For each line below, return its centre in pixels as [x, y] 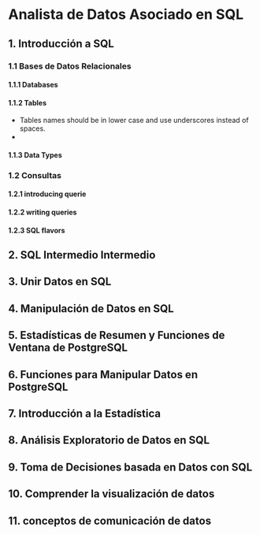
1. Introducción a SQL [61, 44]
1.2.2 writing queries [43, 212]
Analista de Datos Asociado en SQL [126, 15]
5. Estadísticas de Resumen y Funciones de [117, 335]
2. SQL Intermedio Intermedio [82, 255]
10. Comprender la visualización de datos [111, 494]
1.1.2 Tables [28, 102]
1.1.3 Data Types [35, 154]
